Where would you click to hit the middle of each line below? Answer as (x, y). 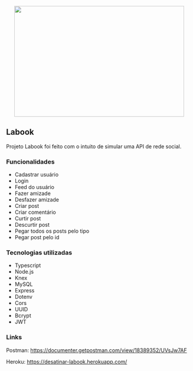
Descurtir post (32, 225)
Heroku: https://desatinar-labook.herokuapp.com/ (67, 362)
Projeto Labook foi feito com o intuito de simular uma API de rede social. (94, 146)
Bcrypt (23, 315)
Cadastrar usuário (37, 175)
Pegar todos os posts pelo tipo (52, 231)
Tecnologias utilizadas (39, 253)
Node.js (24, 272)
